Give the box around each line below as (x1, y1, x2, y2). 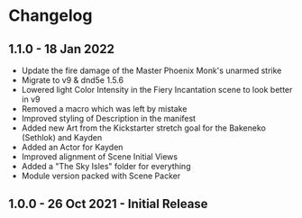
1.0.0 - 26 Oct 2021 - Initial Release (8, 196, 208, 212)
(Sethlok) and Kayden (21, 132, 103, 142)
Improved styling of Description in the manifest (21, 114, 196, 123)
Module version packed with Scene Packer (21, 170, 181, 181)
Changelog (8, 5, 93, 26)
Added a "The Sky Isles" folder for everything (21, 161, 191, 171)
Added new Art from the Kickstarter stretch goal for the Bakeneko (21, 123, 267, 133)
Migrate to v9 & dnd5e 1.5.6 (21, 75, 124, 86)
